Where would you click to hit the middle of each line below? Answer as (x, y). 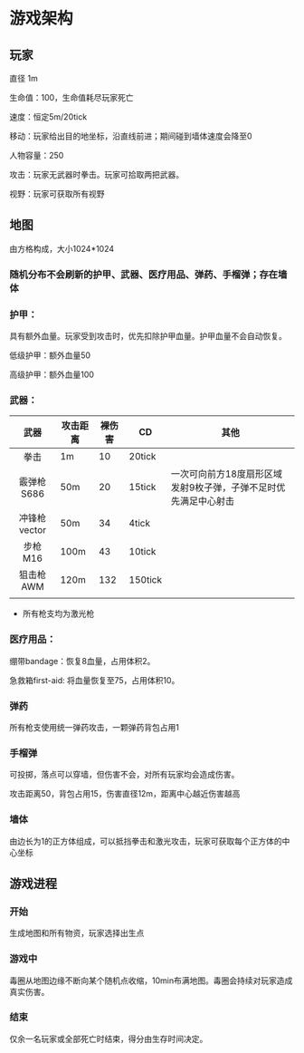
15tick (142, 488)
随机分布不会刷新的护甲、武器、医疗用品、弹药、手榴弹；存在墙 (148, 275)
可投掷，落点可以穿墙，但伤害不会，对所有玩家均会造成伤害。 (124, 775)
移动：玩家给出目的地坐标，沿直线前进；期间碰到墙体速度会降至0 (131, 136)
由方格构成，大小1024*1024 (62, 248)
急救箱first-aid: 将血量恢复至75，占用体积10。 (95, 680)
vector (33, 530)
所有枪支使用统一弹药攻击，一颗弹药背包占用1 (94, 727)
